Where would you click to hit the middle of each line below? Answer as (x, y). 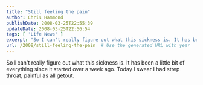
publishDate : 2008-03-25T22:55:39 (50, 23)
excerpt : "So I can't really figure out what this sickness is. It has (98, 40)
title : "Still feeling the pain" (48, 12)
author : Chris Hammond (35, 17)
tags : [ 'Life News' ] (35, 34)
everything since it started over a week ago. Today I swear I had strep (93, 69)
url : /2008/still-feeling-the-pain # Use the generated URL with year (98, 46)
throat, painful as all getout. (40, 75)
